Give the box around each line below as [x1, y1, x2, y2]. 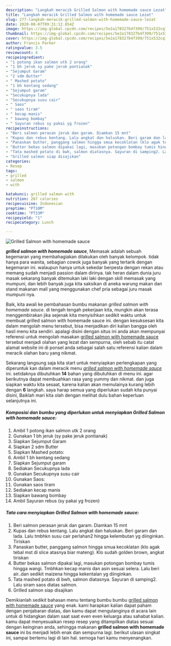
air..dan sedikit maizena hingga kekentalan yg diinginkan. [13, 571, 132, 577]
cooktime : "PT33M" [6, 211, 45, 216]
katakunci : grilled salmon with [6, 192, 74, 197]
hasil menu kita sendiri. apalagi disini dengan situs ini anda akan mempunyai [6, 329, 165, 335]
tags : [6, 168, 17, 173]
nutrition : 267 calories [6, 196, 58, 201]
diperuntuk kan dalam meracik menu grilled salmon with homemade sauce [6, 365, 162, 371]
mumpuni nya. [6, 291, 36, 298]
